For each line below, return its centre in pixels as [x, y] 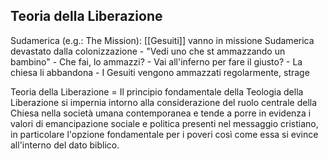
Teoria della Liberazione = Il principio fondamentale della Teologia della [157, 91]
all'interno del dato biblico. [65, 145]
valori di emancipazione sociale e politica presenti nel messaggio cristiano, [164, 123]
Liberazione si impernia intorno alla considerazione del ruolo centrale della [164, 102]
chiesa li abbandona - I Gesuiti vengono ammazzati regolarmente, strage [160, 72]
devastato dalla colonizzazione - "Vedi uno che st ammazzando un [148, 51]
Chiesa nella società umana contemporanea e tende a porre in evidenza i [161, 113]
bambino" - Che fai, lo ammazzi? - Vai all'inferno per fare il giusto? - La [156, 61]
